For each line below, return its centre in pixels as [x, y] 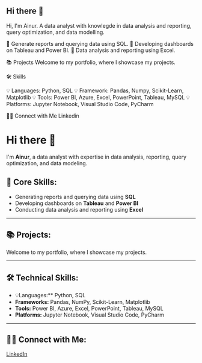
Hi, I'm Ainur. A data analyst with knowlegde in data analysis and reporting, [99, 25]
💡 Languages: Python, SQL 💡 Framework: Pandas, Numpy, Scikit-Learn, [95, 90]
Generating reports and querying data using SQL [75, 197]
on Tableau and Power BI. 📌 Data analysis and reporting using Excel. [91, 50]
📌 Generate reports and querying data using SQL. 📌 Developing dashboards [100, 43]
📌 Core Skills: [32, 182]
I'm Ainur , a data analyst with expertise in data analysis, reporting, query [96, 157]
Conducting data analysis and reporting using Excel [79, 209]
